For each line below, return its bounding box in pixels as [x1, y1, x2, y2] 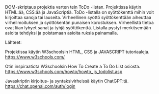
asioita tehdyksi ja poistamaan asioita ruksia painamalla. [5, 30, 118, 36]
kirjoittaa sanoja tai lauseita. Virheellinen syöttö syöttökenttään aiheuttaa [5, 15, 151, 20]
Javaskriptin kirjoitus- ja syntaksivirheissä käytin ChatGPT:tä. [5, 78, 129, 84]
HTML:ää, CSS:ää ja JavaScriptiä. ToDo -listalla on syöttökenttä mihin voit [5, 9, 154, 15]
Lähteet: [5, 39, 22, 45]
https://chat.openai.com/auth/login [5, 83, 76, 89]
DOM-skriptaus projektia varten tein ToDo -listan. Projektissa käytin [5, 4, 141, 10]
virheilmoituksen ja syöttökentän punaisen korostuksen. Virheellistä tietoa [5, 19, 154, 25]
